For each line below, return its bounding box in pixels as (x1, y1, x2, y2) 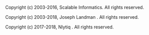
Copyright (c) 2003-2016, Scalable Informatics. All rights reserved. (5, 5, 144, 10)
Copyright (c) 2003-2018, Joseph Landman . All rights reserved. (5, 14, 139, 20)
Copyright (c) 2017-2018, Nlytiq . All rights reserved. (5, 24, 114, 30)
